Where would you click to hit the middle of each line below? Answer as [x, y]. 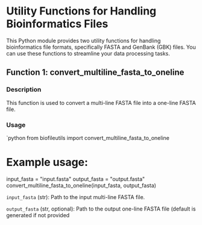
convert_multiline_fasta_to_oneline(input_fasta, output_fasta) [81, 185]
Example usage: [47, 163]
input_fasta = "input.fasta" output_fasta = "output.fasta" [76, 179]
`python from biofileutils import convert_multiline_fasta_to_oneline [88, 138]
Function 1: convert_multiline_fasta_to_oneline [95, 73]
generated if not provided [38, 215]
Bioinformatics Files [57, 24]
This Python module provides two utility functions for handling [84, 40]
